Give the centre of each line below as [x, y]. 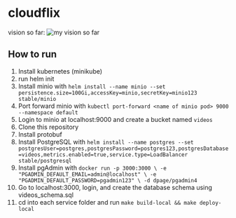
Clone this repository [48, 127]
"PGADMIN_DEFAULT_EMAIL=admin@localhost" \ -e [87, 174]
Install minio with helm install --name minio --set [92, 86]
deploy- [210, 203]
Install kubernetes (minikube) [60, 71]
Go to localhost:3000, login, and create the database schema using [115, 187]
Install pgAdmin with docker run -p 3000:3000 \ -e [92, 168]
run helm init [36, 79]
